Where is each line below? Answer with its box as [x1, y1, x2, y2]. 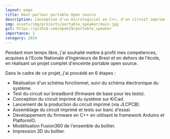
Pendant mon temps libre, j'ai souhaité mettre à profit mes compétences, [5, 49, 157, 56]
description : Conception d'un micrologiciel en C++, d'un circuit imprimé [5, 17, 166, 22]
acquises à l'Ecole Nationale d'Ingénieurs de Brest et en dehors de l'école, [5, 55, 160, 61]
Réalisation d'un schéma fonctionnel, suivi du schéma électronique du [12, 79, 159, 86]
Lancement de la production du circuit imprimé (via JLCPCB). [12, 101, 141, 107]
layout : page [5, 7, 33, 13]
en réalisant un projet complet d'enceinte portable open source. [5, 60, 138, 66]
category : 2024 [5, 36, 37, 41]
